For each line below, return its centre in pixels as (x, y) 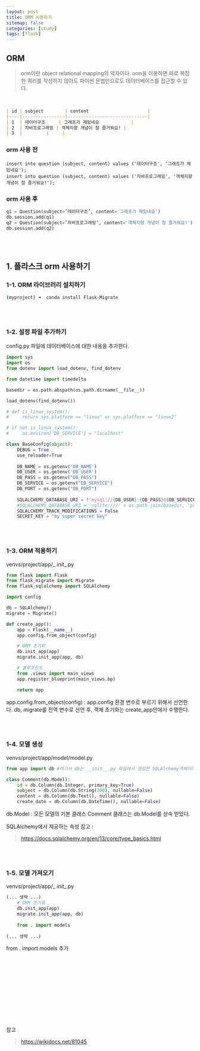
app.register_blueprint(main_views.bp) (66, 679)
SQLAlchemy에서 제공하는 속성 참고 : (50, 827)
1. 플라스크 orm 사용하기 (48, 266)
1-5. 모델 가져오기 (30, 873)
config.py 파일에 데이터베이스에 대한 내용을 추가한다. (68, 346)
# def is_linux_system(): (38, 412)
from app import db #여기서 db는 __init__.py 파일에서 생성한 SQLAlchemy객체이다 (101, 768)
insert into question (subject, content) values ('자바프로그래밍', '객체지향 (99, 176)
